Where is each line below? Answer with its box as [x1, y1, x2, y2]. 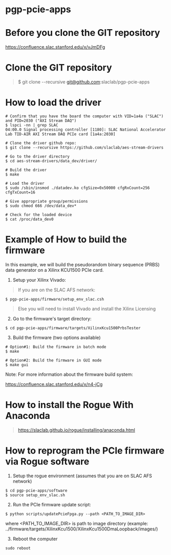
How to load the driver [5, 97, 101, 109]
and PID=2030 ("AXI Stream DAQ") [5, 118, 77, 123]
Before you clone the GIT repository [5, 27, 160, 39]
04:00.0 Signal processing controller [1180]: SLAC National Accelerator [5, 127, 166, 132]
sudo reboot [5, 545, 31, 551]
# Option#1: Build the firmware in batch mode [5, 344, 106, 349]
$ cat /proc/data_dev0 [5, 217, 54, 222]
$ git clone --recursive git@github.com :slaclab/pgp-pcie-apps [17, 79, 150, 85]
